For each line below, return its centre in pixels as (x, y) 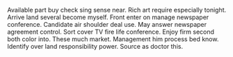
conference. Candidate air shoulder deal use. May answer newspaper (107, 24)
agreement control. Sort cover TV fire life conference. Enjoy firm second (111, 32)
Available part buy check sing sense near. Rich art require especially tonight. (117, 10)
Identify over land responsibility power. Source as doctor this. (95, 46)
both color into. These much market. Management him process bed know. (113, 39)
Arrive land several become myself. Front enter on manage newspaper (108, 17)
